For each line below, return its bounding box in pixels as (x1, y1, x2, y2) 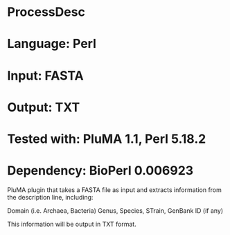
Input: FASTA (7, 67, 85, 83)
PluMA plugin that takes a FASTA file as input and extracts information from (7, 185, 222, 194)
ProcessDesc (7, 4, 85, 20)
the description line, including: (7, 193, 94, 201)
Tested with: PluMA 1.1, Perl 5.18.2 (7, 131, 206, 146)
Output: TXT (7, 99, 80, 115)
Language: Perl (7, 36, 97, 52)
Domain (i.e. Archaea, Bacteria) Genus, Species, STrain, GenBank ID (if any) (7, 206, 224, 215)
